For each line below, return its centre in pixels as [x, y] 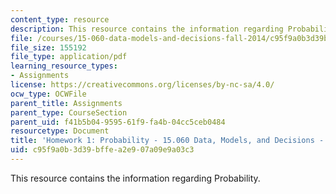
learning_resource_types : [64, 66]
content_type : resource [60, 19]
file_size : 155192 [48, 47]
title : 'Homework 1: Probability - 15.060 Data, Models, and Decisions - [167, 141]
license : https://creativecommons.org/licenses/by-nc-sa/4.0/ [142, 85]
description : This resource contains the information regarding [147, 29]
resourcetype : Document [60, 131]
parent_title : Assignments [66, 103]
